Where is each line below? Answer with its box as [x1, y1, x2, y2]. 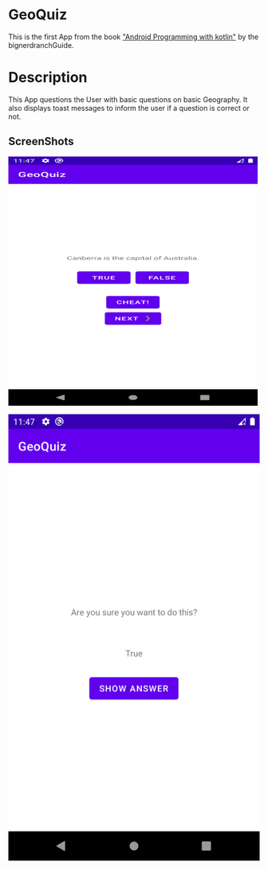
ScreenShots [8, 135, 74, 148]
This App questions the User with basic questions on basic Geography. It [8, 94, 248, 104]
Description [8, 69, 88, 87]
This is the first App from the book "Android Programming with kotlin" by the [8, 32, 259, 41]
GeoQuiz [8, 6, 68, 24]
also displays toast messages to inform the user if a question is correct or [8, 103, 250, 112]
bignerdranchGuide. [8, 40, 74, 49]
